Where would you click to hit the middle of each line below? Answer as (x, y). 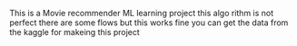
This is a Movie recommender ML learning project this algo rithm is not (142, 13)
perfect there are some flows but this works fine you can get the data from (149, 23)
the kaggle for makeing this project (75, 32)
